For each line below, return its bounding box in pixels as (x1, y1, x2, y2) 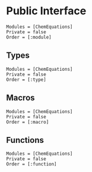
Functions (6, 135, 45, 145)
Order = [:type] (6, 76, 46, 83)
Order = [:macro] (6, 119, 49, 125)
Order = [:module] (6, 34, 52, 40)
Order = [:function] (6, 161, 58, 167)
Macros (6, 93, 35, 103)
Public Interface (6, 4, 87, 18)
